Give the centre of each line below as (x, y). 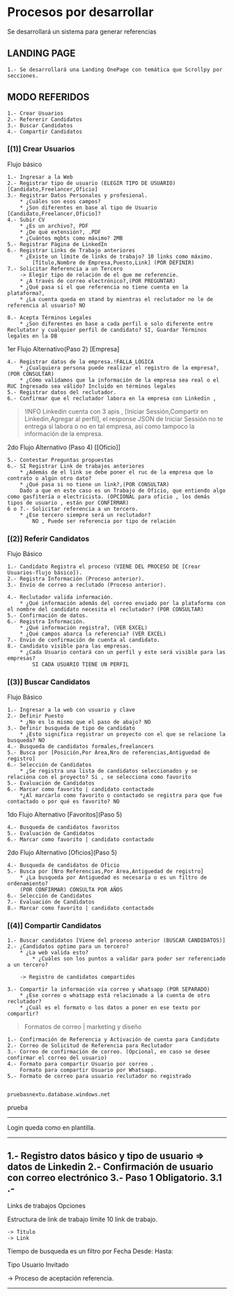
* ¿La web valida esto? (54, 952)
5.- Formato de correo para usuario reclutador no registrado (99, 1076)
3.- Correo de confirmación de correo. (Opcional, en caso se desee (109, 1051)
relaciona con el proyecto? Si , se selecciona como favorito (99, 777)
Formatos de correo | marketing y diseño (83, 1026)
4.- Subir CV (26, 220)
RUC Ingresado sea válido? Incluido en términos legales (92, 386)
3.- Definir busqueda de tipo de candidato (71, 728)
